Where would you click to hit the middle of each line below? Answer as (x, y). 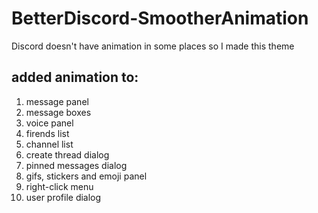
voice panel (49, 123)
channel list (49, 144)
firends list (47, 133)
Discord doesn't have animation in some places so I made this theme (153, 46)
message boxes (58, 112)
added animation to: (75, 77)
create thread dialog (67, 154)
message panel (57, 101)
